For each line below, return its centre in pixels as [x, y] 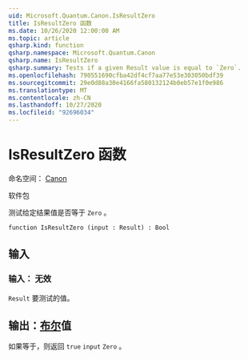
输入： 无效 [30, 279]
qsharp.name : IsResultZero [53, 61]
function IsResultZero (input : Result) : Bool [89, 228]
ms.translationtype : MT [48, 90]
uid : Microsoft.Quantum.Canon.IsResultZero [82, 16]
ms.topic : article [39, 38]
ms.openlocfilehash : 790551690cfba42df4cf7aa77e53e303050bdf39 [116, 75]
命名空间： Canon [38, 178]
